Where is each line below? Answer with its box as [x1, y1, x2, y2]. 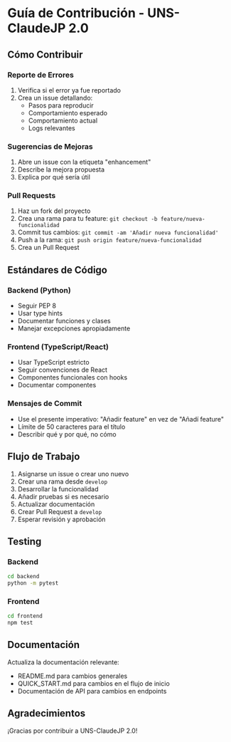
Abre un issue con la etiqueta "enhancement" [17, 158, 151, 167]
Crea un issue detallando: [17, 93, 93, 102]
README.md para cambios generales [17, 672, 128, 680]
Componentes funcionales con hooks [17, 373, 128, 382]
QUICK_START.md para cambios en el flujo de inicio [17, 679, 171, 688]
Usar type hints [17, 309, 63, 318]
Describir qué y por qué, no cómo [17, 429, 117, 439]
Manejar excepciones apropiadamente [17, 324, 131, 333]
